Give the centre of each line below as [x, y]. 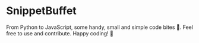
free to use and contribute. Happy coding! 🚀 [60, 33]
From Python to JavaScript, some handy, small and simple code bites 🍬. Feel [99, 27]
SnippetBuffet [42, 11]
